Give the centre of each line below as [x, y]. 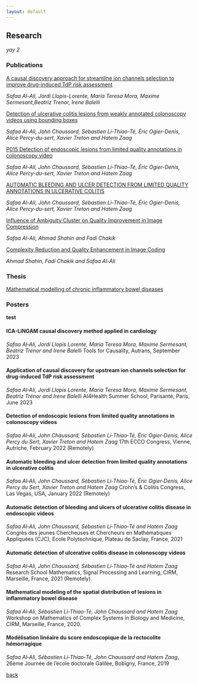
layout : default [26, 12]
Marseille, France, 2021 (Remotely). [49, 579]
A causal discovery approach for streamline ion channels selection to [90, 78]
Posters [18, 304]
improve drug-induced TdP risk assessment [59, 84]
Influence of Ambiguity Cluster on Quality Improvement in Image [84, 220]
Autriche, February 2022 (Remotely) [50, 448]
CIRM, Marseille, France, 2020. [44, 624]
